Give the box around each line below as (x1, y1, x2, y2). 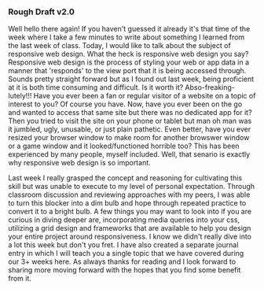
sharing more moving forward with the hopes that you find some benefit (8, 265, 241, 275)
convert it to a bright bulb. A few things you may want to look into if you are (8, 207, 252, 217)
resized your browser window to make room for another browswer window (8, 133, 250, 143)
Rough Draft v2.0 (8, 6, 75, 17)
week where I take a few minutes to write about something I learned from (8, 32, 245, 42)
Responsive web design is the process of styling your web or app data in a (8, 57, 250, 67)
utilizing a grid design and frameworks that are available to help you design (8, 224, 251, 233)
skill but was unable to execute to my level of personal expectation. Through (8, 182, 255, 191)
